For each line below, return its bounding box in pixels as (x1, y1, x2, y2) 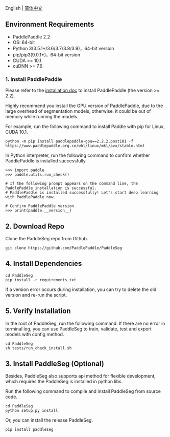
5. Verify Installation (5, 307, 71, 316)
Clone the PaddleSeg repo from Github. (5, 235, 88, 241)
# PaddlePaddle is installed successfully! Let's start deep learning (5, 190, 159, 195)
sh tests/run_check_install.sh (5, 345, 72, 350)
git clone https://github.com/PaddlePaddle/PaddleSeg (5, 245, 123, 251)
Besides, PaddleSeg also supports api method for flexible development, (5, 373, 156, 379)
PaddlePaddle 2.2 (12, 33, 50, 40)
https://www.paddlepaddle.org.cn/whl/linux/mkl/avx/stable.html (5, 143, 145, 149)
